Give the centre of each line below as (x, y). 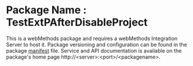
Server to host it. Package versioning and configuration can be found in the (96, 45)
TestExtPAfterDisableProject (77, 22)
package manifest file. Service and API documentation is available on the (94, 50)
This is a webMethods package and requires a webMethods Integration (92, 38)
